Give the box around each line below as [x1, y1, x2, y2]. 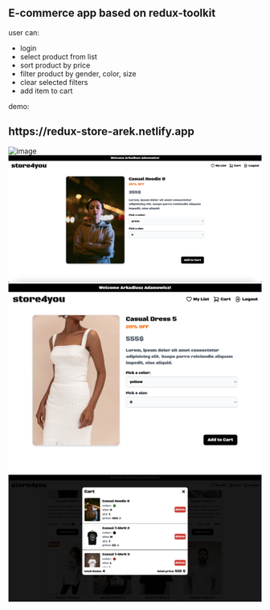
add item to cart [19, 86, 73, 96]
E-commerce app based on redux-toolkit [8, 6, 216, 20]
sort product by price [19, 60, 91, 70]
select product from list [19, 51, 98, 61]
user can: [8, 27, 40, 37]
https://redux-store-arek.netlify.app [8, 124, 194, 139]
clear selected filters [19, 77, 88, 87]
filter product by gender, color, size [19, 68, 137, 79]
